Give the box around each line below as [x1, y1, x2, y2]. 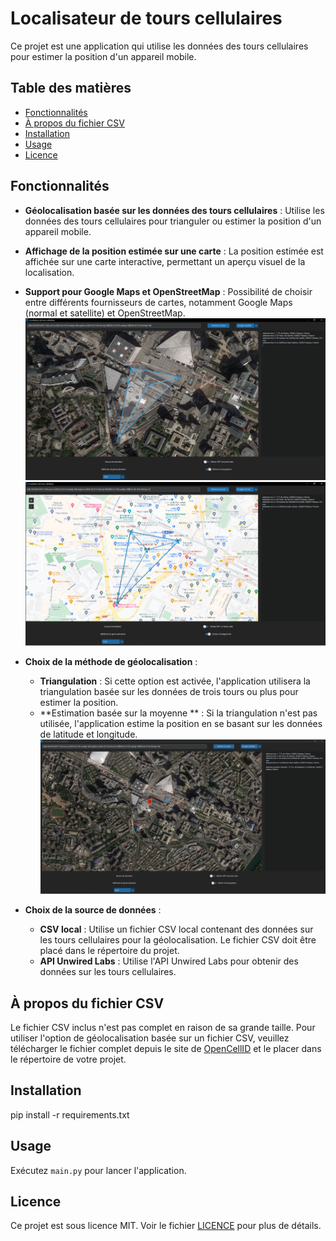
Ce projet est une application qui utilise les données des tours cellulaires [10, 40, 309, 52]
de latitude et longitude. [39, 728, 138, 740]
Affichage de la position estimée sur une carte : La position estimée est [24, 245, 324, 257]
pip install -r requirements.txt [10, 1108, 130, 1121]
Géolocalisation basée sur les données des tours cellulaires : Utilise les [24, 204, 325, 216]
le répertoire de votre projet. [10, 1053, 127, 1065]
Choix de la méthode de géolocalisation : [24, 655, 198, 667]
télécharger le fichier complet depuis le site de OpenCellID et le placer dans [10, 1042, 322, 1054]
